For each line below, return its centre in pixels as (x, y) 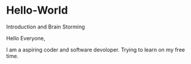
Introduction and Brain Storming (46, 27)
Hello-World (37, 10)
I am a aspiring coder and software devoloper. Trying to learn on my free (96, 49)
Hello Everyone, (26, 38)
